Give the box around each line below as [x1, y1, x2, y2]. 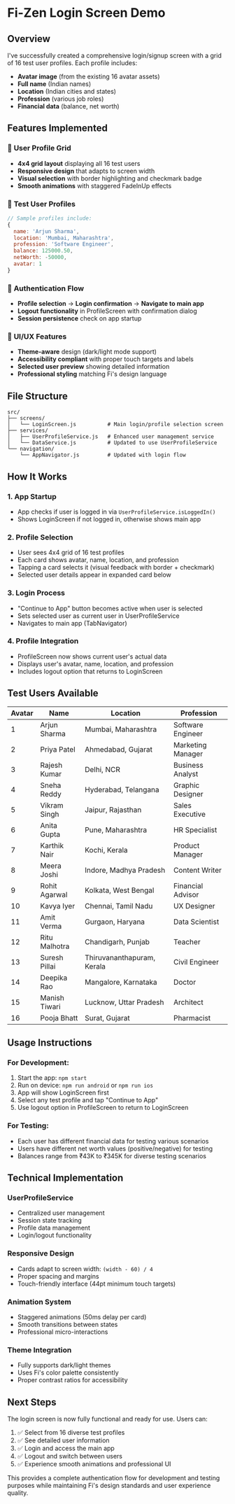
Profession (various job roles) [17, 94, 104, 103]
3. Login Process [7, 588, 65, 598]
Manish [40, 992, 64, 1002]
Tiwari [40, 1002, 61, 1011]
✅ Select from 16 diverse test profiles [17, 1428, 125, 1437]
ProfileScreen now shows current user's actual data [17, 652, 167, 661]
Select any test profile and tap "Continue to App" [17, 1096, 159, 1104]
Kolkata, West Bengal [85, 885, 155, 895]
